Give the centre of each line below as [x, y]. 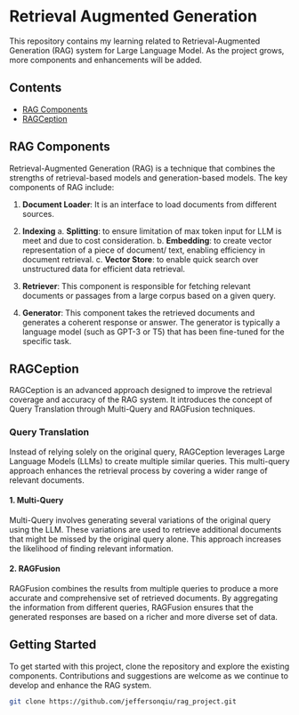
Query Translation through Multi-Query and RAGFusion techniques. [132, 409]
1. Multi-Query [36, 501]
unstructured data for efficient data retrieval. [103, 269]
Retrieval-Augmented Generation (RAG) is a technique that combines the [142, 168]
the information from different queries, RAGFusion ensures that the [131, 607]
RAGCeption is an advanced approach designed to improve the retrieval [141, 390]
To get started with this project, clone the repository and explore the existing [149, 666]
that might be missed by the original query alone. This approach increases [145, 539]
